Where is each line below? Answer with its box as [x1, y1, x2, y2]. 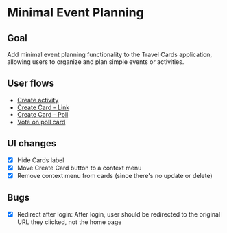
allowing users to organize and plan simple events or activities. [7, 58, 184, 66]
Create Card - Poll [16, 110, 69, 118]
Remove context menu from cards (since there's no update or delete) [16, 171, 213, 179]
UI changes [7, 137, 57, 149]
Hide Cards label [16, 156, 64, 164]
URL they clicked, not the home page [16, 218, 122, 226]
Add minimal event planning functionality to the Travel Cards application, [7, 50, 213, 58]
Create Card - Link [16, 103, 70, 111]
